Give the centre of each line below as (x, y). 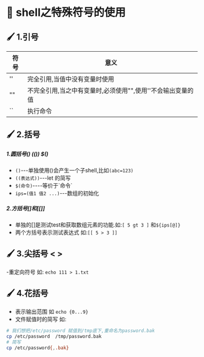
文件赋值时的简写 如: (41, 319)
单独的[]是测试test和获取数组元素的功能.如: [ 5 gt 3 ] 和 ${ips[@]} (98, 225)
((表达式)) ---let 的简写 (43, 178)
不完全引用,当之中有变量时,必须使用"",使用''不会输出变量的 (110, 90)
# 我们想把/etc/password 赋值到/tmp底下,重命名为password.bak (80, 330)
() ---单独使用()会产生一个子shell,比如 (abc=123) (74, 171)
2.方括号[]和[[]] (26, 208)
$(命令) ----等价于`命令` (44, 186)
